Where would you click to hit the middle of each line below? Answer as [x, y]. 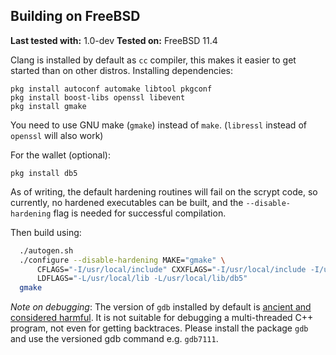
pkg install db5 [44, 173]
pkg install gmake [48, 106]
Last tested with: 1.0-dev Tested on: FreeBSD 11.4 [114, 40]
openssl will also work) [57, 135]
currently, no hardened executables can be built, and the [127, 202]
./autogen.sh [46, 250]
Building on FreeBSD [75, 16]
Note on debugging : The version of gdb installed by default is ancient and [161, 307]
